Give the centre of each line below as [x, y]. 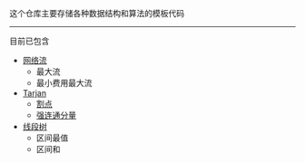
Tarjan [34, 93]
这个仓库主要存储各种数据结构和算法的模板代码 [97, 13]
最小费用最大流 [64, 83]
